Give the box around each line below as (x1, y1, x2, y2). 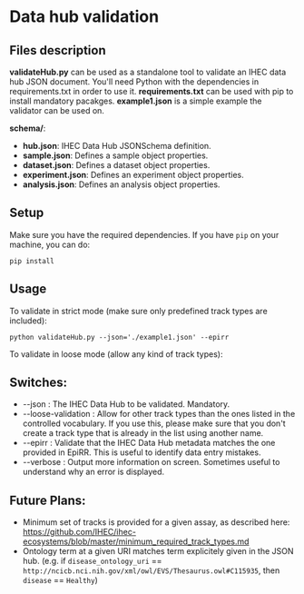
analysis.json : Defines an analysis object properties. (22, 179, 221, 190)
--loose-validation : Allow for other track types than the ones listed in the (22, 409, 296, 420)
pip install (9, 256, 54, 265)
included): (9, 315, 47, 326)
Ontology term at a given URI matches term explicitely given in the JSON (22, 546, 294, 557)
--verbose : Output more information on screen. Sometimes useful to (22, 457, 280, 468)
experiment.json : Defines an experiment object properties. (22, 170, 244, 180)
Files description (9, 43, 106, 58)
